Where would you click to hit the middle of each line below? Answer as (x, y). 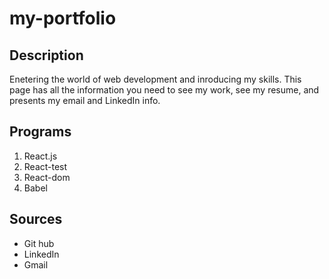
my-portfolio (63, 18)
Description (46, 55)
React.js (40, 156)
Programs (40, 132)
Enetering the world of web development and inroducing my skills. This (155, 79)
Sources (36, 219)
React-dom (47, 177)
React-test (45, 166)
